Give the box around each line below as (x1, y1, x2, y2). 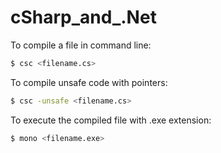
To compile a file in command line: (10, 39, 152, 51)
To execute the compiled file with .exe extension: (10, 114, 212, 126)
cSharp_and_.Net (10, 6, 157, 29)
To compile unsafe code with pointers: (10, 76, 168, 88)
